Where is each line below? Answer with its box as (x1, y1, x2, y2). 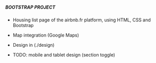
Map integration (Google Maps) (12, 32, 80, 38)
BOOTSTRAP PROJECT (5, 4, 55, 10)
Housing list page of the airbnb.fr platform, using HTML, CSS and (12, 17, 151, 23)
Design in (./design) (12, 42, 55, 48)
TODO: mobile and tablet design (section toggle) (12, 51, 115, 58)
